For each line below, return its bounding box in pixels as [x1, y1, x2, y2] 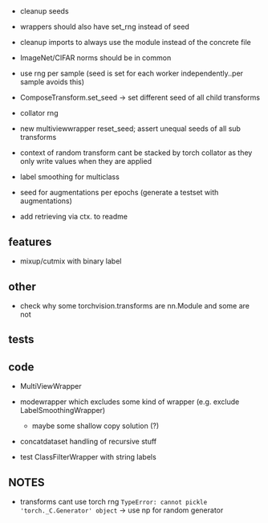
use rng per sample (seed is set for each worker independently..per [19, 68, 243, 79]
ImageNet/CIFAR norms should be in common [19, 53, 172, 63]
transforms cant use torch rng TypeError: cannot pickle [19, 497, 208, 507]
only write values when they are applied [19, 157, 152, 166]
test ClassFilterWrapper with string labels [19, 452, 156, 462]
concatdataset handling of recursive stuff [19, 437, 157, 447]
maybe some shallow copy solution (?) [31, 421, 160, 431]
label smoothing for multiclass [19, 172, 120, 182]
